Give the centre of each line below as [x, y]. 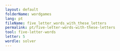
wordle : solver [21, 41]
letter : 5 [15, 37]
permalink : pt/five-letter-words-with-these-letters [60, 28]
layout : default [22, 9]
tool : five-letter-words [30, 32]
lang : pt [14, 18]
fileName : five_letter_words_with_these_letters [56, 23]
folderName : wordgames [28, 14]
